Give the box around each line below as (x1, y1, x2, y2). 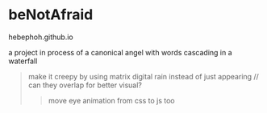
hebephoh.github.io (8, 32, 74, 42)
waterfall (8, 56, 38, 66)
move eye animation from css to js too (48, 95, 175, 105)
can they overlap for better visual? (27, 80, 143, 90)
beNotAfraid (8, 6, 94, 24)
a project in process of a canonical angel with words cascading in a (8, 47, 232, 57)
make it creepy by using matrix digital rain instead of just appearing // (27, 71, 260, 81)
